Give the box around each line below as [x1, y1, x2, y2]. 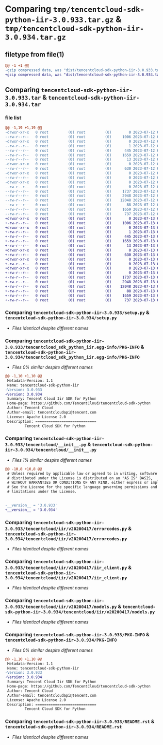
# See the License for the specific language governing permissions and [7, 485, 158, 490]
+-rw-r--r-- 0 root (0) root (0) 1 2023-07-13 [5, 230, 155, 235]
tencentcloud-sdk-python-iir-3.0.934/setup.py [5, 315, 117, 321]
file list [5, 114, 22, 121]
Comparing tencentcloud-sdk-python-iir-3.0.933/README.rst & [5, 718, 155, 725]
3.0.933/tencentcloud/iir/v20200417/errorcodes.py [5, 526, 127, 531]
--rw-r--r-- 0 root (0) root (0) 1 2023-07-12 [5, 143, 155, 148]
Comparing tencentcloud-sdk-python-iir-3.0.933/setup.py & [5, 309, 149, 316]
